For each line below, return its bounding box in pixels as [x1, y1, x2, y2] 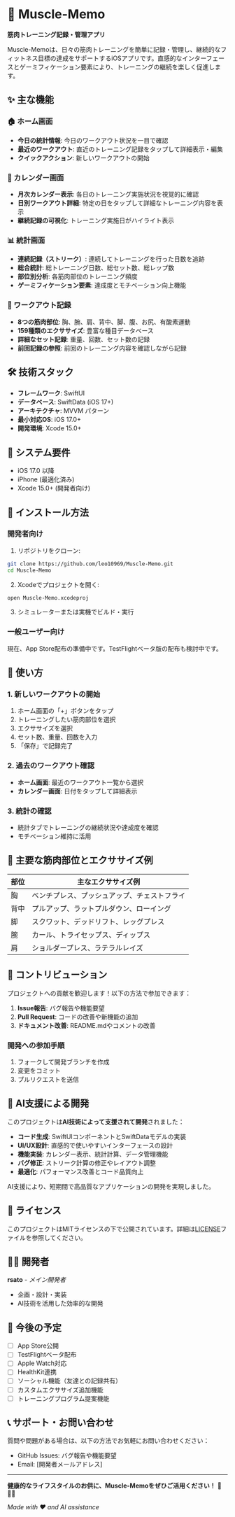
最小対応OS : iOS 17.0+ [17, 416, 82, 424]
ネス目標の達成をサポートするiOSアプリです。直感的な [25, 54, 183, 62]
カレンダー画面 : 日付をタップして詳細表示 [17, 786, 138, 795]
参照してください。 [31, 1233, 87, 1241]
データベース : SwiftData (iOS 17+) [17, 398, 114, 407]
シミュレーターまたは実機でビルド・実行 [17, 608, 134, 616]
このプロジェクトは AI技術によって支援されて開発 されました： [7, 1117, 185, 1126]
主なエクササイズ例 [76, 877, 141, 887]
